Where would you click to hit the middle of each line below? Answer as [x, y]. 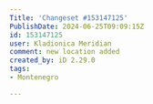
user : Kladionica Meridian [61, 43]
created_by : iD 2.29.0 [52, 60]
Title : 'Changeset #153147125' [69, 18]
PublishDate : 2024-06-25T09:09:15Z [77, 26]
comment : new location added [65, 52]
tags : [20, 69]
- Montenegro [34, 78]
